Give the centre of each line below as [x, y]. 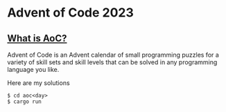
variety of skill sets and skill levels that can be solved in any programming [112, 62]
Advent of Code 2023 [70, 13]
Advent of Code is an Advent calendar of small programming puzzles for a [113, 55]
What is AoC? [37, 38]
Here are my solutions [39, 83]
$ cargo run [24, 102]
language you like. [33, 69]
